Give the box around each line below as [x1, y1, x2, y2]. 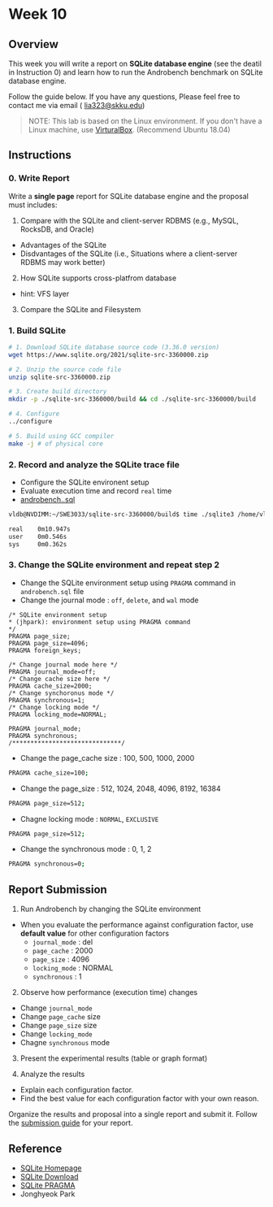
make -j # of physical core [8, 440, 104, 448]
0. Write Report [8, 172, 71, 184]
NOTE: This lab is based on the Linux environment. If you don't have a [28, 116, 262, 126]
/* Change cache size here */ [8, 675, 111, 683]
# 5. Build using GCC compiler [8, 432, 115, 440]
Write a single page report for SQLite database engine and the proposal [8, 191, 249, 201]
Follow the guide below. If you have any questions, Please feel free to [8, 92, 240, 102]
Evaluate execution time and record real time [19, 486, 172, 496]
